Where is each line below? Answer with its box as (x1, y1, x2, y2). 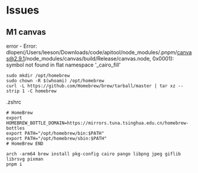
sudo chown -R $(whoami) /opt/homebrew (6, 78, 105, 84)
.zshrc (6, 98, 22, 105)
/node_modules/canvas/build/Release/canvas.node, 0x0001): (24, 55, 174, 62)
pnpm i (6, 161, 22, 167)
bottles (6, 125, 25, 131)
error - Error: (6, 42, 37, 49)
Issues (6, 4, 40, 17)
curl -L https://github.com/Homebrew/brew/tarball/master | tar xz (6, 83, 176, 89)
